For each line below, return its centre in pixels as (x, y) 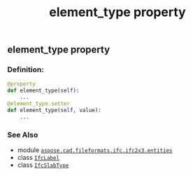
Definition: (26, 69)
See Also (23, 135)
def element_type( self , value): (54, 110)
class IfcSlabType (43, 165)
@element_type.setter (39, 104)
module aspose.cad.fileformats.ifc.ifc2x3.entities (95, 150)
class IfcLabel (38, 158)
